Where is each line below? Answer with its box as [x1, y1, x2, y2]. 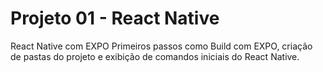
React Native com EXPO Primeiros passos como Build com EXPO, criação [10, 40, 313, 52]
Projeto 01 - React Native [10, 7, 220, 30]
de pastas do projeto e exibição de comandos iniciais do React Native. [10, 50, 300, 62]
